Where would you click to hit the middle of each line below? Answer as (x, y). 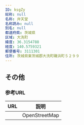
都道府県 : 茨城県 (20, 33)
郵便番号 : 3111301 (23, 51)
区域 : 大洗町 (17, 38)
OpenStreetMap (41, 116)
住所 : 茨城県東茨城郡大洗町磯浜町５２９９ (42, 56)
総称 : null (16, 14)
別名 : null (16, 28)
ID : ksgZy (15, 10)
